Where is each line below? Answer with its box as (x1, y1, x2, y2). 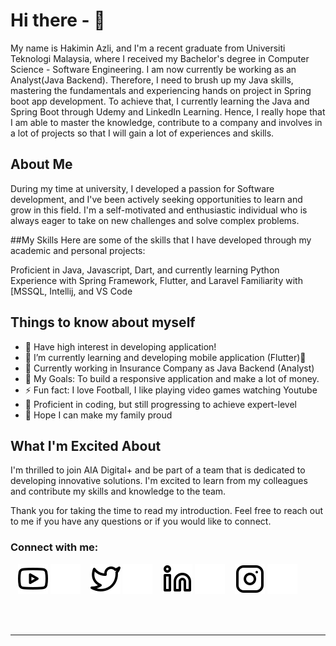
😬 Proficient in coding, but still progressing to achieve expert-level (24, 398, 297, 410)
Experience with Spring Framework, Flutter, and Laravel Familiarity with (10, 274, 303, 286)
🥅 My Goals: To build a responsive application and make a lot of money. (24, 372, 320, 384)
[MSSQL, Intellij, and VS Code (10, 285, 133, 297)
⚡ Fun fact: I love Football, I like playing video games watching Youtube (24, 384, 318, 396)
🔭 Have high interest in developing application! (24, 340, 217, 353)
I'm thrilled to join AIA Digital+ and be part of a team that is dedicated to (10, 464, 306, 476)
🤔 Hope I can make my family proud (24, 409, 173, 421)
